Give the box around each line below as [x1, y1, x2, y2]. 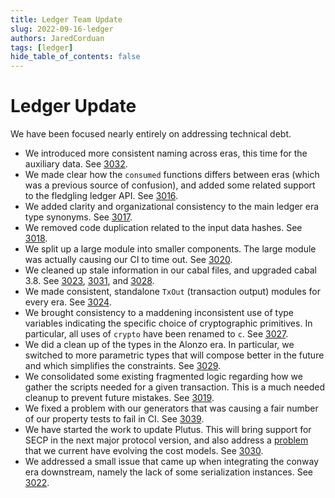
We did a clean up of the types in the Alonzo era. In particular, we [24, 339, 295, 351]
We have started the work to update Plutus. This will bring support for [24, 424, 312, 436]
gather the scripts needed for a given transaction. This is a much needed [24, 381, 325, 393]
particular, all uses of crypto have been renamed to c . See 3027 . [24, 328, 289, 340]
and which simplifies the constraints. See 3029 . [24, 360, 222, 372]
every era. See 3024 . [24, 296, 112, 308]
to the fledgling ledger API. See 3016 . [24, 190, 179, 202]
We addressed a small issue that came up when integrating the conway [24, 456, 320, 468]
